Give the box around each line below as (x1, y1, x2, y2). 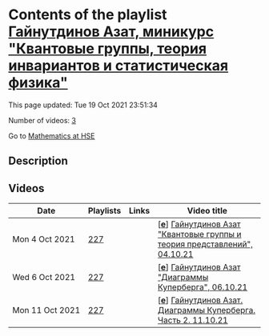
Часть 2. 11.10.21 (157, 314, 228, 326)
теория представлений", (157, 238, 254, 250)
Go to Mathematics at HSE (8, 130, 95, 141)
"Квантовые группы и (157, 229, 242, 240)
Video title (187, 206, 228, 217)
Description (8, 154, 68, 168)
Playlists (87, 206, 122, 217)
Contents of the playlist (8, 6, 167, 24)
